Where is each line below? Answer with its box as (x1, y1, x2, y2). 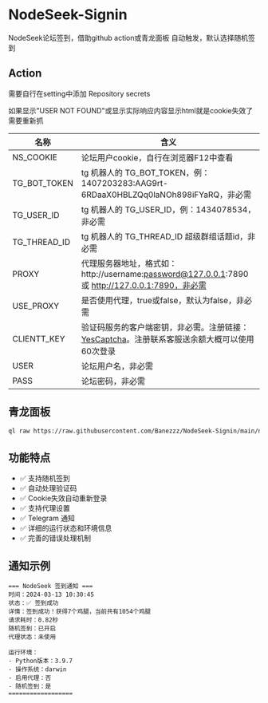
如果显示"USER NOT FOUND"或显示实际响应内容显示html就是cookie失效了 (8, 105, 254, 115)
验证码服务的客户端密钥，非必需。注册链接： (81, 322, 250, 333)
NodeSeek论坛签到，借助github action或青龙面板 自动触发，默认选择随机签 (8, 33, 255, 42)
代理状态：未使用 (8, 633, 57, 642)
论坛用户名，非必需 (81, 361, 154, 372)
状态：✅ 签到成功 (8, 599, 59, 607)
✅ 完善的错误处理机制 (19, 533, 92, 543)
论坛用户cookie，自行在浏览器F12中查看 (81, 152, 234, 163)
